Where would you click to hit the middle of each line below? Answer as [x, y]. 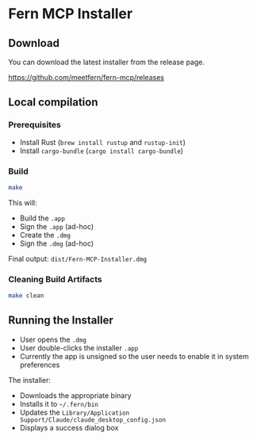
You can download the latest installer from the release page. [106, 62]
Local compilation [53, 103]
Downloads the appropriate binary [76, 395]
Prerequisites [35, 125]
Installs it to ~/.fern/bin [59, 404]
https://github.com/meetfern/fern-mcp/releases [86, 77]
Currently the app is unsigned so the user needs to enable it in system [134, 356]
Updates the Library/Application [75, 412]
